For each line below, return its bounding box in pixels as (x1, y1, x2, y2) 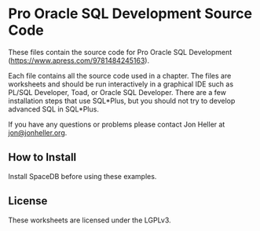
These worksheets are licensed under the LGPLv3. (8, 215, 171, 225)
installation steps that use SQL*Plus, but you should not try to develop (8, 96, 236, 105)
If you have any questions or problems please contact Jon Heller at (8, 119, 225, 129)
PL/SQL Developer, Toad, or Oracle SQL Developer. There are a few (8, 87, 226, 97)
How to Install (8, 151, 77, 164)
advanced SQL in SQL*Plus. (8, 104, 100, 114)
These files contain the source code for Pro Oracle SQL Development (8, 47, 233, 57)
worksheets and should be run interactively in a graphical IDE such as (8, 79, 234, 89)
